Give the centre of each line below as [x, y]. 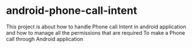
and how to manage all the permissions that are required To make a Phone [96, 32]
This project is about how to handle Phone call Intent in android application [96, 27]
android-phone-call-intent [72, 11]
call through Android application [45, 39]
